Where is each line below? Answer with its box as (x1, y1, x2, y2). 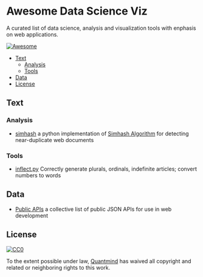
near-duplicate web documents (15, 136, 94, 143)
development (15, 211, 49, 219)
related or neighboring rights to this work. (6, 264, 111, 271)
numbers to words (15, 171, 61, 179)
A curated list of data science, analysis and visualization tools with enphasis (6, 24, 196, 32)
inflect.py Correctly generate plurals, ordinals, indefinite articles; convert (15, 165, 198, 173)
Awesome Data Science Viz (6, 4, 148, 18)
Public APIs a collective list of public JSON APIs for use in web (15, 205, 172, 213)
